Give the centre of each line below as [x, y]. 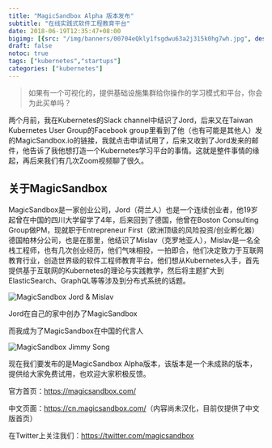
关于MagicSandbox [58, 188]
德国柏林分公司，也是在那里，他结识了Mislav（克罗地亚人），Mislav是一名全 [134, 240]
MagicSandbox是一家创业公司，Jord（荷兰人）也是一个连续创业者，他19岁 [133, 209]
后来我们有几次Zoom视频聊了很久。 [89, 160]
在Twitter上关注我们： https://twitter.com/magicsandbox [101, 435]
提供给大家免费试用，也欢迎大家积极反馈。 [79, 373]
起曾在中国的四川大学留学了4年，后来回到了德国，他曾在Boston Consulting [134, 220]
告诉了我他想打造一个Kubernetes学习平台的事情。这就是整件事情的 [141, 150]
